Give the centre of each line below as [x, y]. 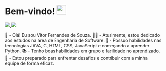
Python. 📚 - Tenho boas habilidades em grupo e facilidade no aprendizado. [83, 51]
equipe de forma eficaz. [29, 63]
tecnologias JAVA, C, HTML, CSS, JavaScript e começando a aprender [77, 45]
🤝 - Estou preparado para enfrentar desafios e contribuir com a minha [76, 58]
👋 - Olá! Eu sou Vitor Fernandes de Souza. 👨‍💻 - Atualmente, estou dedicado [83, 35]
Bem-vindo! [30, 12]
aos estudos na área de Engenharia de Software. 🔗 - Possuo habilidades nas [83, 40]
